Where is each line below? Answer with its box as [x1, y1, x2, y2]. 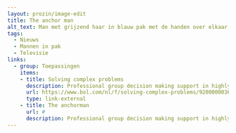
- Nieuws [13, 37, 39, 44]
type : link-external [25, 96, 86, 103]
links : [7, 56, 27, 63]
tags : [7, 30, 23, 37]
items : [20, 69, 39, 76]
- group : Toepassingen [13, 63, 80, 70]
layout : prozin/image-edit [7, 10, 86, 18]
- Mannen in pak [13, 43, 61, 50]
